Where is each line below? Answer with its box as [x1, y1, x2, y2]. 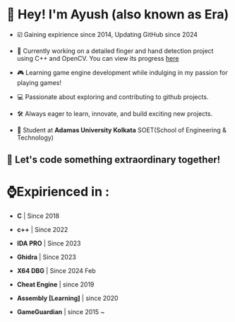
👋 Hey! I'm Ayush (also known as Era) [6, 6, 229, 23]
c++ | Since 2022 [16, 226, 68, 234]
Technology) [16, 133, 54, 142]
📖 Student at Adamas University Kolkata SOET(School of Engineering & [16, 125, 227, 134]
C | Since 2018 [16, 212, 60, 220]
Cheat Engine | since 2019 [16, 280, 95, 289]
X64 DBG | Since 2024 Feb [16, 267, 96, 275]
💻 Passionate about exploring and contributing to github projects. [16, 92, 209, 101]
